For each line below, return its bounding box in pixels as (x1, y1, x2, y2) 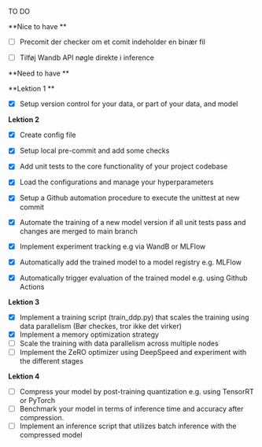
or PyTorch (19, 396, 56, 405)
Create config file (19, 130, 76, 140)
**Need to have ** (8, 68, 69, 78)
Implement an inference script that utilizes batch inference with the (19, 421, 237, 431)
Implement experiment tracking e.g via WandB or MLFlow (19, 242, 206, 251)
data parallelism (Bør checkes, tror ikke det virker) (19, 321, 183, 331)
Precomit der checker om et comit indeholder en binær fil (19, 37, 206, 46)
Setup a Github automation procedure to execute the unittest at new (19, 193, 240, 203)
